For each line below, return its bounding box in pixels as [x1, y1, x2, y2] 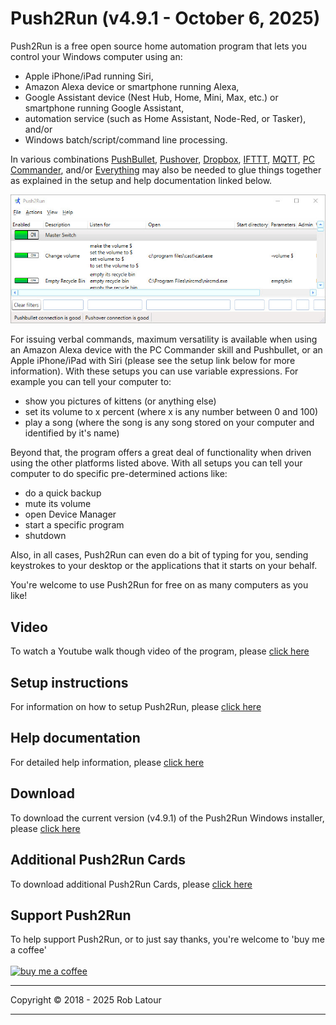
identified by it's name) [24, 427, 120, 439]
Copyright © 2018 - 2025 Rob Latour [10, 994, 162, 1006]
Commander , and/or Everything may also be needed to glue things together [10, 163, 322, 176]
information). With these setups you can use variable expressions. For [10, 365, 299, 377]
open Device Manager [24, 508, 117, 521]
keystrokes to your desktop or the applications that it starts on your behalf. [10, 560, 318, 572]
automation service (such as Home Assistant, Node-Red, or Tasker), [24, 112, 307, 124]
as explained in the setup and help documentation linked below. [10, 174, 273, 186]
